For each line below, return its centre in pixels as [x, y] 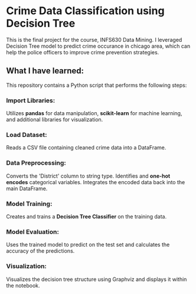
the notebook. [23, 285]
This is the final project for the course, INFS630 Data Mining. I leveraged [94, 40]
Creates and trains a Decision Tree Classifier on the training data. [86, 216]
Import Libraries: [31, 100]
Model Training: [29, 204]
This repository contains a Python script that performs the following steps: [97, 85]
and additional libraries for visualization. [55, 120]
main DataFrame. [27, 188]
